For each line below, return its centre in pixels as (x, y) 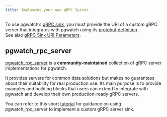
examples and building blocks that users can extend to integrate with (77, 89)
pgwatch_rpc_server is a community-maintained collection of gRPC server (83, 63)
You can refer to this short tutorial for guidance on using (63, 104)
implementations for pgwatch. (36, 68)
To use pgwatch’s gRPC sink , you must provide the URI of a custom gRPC (81, 24)
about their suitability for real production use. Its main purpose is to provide (83, 83)
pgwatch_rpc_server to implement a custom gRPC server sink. (70, 109)
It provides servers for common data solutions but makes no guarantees (80, 78)
